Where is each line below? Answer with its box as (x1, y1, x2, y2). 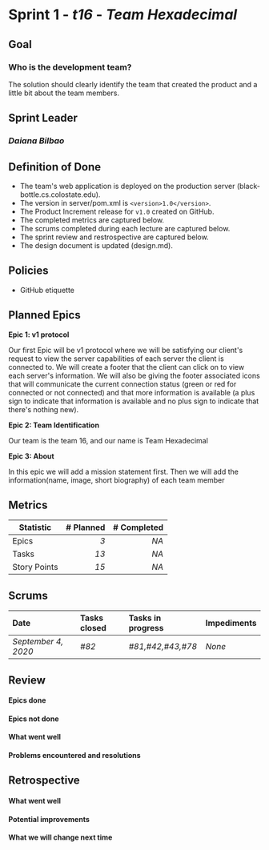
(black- (236, 182, 261, 190)
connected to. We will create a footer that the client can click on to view (8, 362, 245, 371)
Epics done (8, 696, 46, 705)
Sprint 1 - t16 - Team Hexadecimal (8, 6, 238, 24)
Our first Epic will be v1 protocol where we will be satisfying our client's (8, 345, 243, 355)
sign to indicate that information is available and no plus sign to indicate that (8, 396, 259, 406)
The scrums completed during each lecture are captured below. (19, 224, 231, 233)
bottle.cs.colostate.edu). (19, 190, 101, 199)
